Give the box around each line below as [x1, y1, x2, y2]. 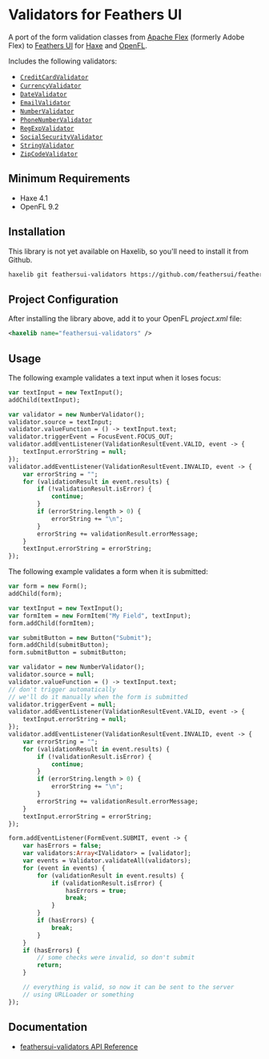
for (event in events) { [22, 864, 106, 872]
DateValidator [19, 90, 67, 98]
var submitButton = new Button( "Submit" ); [8, 633, 152, 642]
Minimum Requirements [8, 172, 130, 185]
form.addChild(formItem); [8, 619, 94, 627]
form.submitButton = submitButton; [8, 649, 127, 657]
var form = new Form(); [8, 582, 88, 591]
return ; [37, 961, 62, 969]
